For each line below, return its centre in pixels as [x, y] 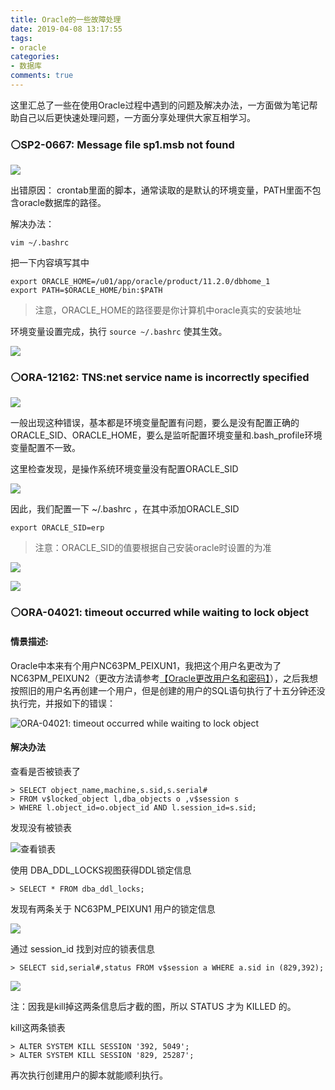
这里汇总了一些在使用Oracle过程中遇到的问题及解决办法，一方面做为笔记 [160, 105]
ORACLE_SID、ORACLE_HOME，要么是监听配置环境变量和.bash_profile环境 [166, 435]
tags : [21, 38]
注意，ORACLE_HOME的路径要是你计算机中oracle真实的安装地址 [168, 310]
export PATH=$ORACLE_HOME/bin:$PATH [86, 291]
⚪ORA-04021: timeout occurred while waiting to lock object [160, 613]
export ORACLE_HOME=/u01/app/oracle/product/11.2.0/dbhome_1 [140, 282]
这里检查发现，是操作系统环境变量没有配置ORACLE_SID [124, 469]
